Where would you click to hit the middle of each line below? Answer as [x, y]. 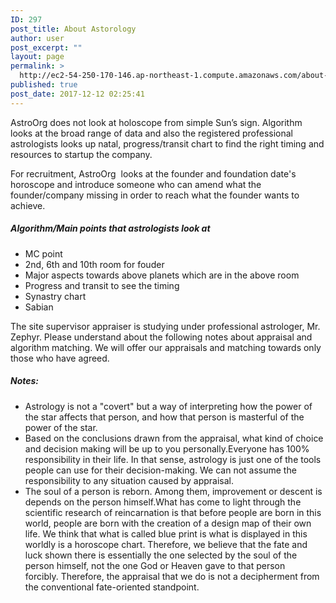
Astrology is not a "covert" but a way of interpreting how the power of [168, 406]
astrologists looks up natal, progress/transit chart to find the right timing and [167, 143]
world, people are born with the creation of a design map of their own [168, 523]
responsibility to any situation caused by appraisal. [129, 480]
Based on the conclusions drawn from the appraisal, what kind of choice [174, 438]
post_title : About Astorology [73, 29]
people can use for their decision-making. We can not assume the [160, 470]
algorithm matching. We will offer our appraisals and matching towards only [166, 347]
